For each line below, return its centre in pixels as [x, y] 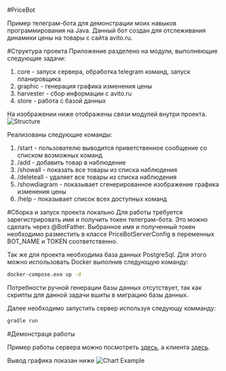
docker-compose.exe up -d [44, 274]
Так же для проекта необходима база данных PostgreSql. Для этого [107, 254]
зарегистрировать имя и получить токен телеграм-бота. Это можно [108, 219]
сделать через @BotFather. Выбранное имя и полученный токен [101, 227]
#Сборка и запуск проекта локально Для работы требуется [95, 212]
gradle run [23, 321]
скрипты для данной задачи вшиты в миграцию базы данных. [98, 295]
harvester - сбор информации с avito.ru [74, 93]
